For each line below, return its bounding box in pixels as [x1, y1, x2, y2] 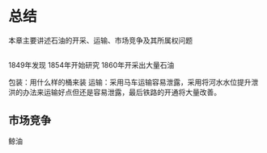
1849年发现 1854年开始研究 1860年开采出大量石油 [8, 60, 175, 70]
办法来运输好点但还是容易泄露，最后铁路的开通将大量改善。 [22, 88, 221, 97]
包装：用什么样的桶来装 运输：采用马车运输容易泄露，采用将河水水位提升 [8, 77, 252, 87]
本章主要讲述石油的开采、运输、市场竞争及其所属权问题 [8, 35, 193, 45]
